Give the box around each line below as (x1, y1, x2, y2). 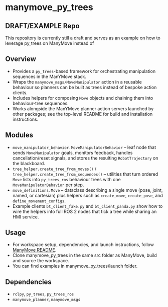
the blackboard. (12, 160, 45, 166)
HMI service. (12, 213, 39, 220)
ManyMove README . (12, 247, 57, 253)
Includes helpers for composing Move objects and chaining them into (12, 95, 153, 101)
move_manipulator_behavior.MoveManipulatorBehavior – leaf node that (12, 144, 156, 150)
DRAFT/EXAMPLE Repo (5, 22, 80, 30)
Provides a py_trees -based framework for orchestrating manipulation (12, 68, 156, 74)
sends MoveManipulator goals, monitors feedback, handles (12, 149, 133, 156)
